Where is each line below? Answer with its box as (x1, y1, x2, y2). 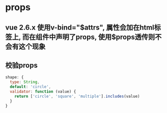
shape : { (5, 75, 24, 80)
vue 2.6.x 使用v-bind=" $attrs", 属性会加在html (5, 23, 154, 32)
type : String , (10, 79, 40, 85)
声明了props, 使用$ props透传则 (55, 33, 155, 41)
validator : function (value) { (10, 89, 76, 94)
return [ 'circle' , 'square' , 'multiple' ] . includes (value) (14, 94, 140, 99)
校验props (5, 61, 38, 70)
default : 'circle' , (10, 84, 51, 90)
